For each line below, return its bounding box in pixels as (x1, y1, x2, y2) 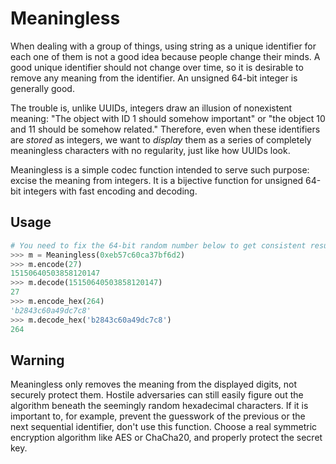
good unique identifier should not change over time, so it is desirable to (10, 61, 304, 73)
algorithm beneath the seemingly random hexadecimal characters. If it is (10, 400, 309, 412)
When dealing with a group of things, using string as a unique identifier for (10, 40, 317, 52)
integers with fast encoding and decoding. (23, 185, 198, 197)
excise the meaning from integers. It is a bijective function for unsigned (10, 174, 304, 186)
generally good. (10, 82, 75, 94)
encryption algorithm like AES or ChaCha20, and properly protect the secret (10, 432, 323, 444)
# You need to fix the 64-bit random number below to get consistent (10, 240, 307, 251)
